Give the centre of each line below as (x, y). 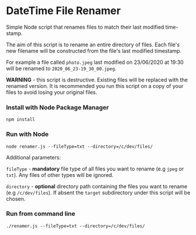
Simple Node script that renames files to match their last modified (85, 27)
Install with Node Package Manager (58, 107)
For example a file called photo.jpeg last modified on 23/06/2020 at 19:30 (95, 62)
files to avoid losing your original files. (52, 92)
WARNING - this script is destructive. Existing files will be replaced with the (97, 80)
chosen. (16, 199)
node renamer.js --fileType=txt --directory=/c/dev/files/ (80, 147)
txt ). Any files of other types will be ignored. (60, 175)
